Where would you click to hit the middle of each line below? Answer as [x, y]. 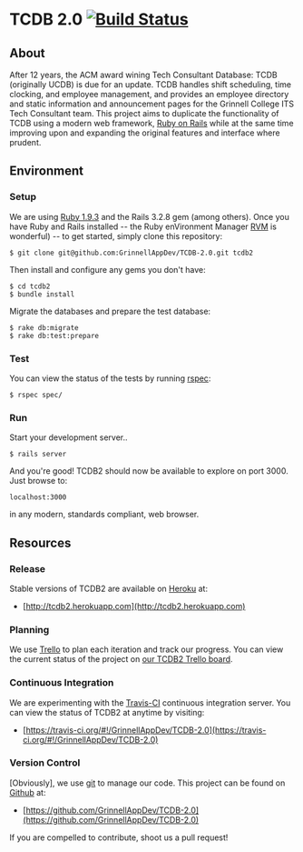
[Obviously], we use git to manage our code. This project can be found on [147, 783]
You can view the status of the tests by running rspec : [110, 378]
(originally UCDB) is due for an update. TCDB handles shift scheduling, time [151, 85]
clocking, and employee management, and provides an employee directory [149, 94]
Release [28, 568]
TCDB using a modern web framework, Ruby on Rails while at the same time [151, 123]
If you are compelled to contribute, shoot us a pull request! [119, 837]
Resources [40, 542]
